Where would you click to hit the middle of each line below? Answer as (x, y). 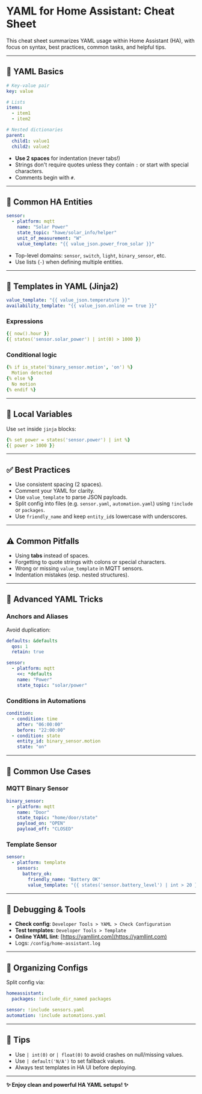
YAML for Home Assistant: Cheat (90, 11)
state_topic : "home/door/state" (57, 818)
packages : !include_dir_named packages (62, 999)
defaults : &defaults (32, 640)
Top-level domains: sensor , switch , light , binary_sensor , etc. (90, 255)
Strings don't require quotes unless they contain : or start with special (102, 165)
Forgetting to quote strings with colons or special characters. (90, 562)
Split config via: (26, 982)
